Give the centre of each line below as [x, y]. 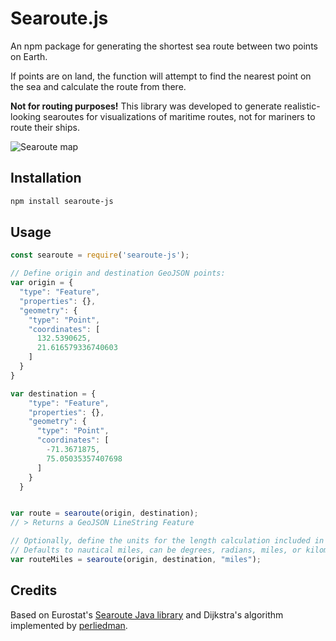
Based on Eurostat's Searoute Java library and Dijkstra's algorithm [147, 614]
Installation [46, 178]
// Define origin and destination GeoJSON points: [118, 273]
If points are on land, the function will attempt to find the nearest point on [161, 76]
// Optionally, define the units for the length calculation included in [167, 541]
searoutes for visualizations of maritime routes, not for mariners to [179, 116]
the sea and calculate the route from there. [98, 86]
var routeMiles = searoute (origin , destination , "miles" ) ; [136, 559]
